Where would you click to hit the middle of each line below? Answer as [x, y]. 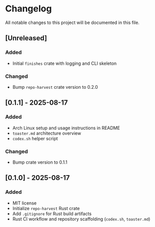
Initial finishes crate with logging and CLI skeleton [64, 63]
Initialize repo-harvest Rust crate [46, 208]
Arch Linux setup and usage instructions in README [66, 128]
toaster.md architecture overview [47, 133]
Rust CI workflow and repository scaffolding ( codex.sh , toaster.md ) [81, 219]
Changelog [28, 9]
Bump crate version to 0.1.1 [40, 162]
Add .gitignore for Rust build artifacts [52, 214]
